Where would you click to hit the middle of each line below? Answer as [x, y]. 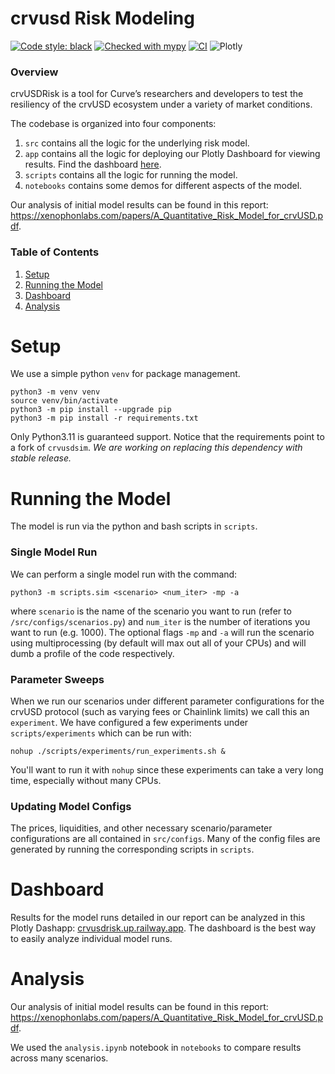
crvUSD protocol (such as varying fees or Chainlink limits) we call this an [160, 711]
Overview [34, 72]
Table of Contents [55, 252]
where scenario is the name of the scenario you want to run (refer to [151, 611]
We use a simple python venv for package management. [125, 374]
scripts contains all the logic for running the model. [131, 175]
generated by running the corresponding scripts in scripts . [132, 849]
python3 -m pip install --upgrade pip [91, 410]
